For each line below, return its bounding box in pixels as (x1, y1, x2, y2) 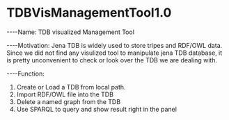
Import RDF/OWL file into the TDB (16, 90, 114, 98)
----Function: (6, 69, 45, 78)
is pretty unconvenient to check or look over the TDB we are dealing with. (6, 55, 217, 64)
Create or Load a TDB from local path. (16, 83, 126, 91)
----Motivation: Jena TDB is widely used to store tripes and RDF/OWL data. (6, 41, 223, 49)
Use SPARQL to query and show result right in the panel (16, 105, 177, 113)
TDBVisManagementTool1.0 (6, 5, 172, 21)
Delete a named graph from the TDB (16, 97, 121, 105)
